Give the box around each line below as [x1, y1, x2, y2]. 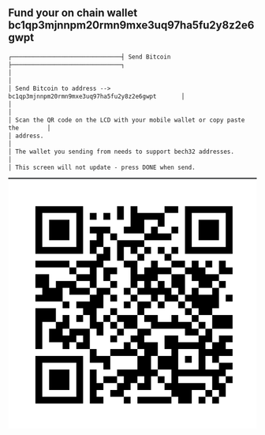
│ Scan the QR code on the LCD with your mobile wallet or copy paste [8, 116, 245, 124]
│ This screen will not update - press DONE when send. [8, 163, 196, 171]
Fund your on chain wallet [8, 6, 138, 20]
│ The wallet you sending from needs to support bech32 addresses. [8, 148, 235, 156]
